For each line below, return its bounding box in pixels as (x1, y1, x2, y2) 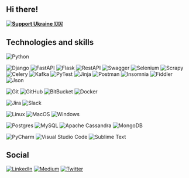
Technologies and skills (6, 37, 94, 47)
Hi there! (6, 5, 39, 15)
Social (6, 150, 29, 160)
